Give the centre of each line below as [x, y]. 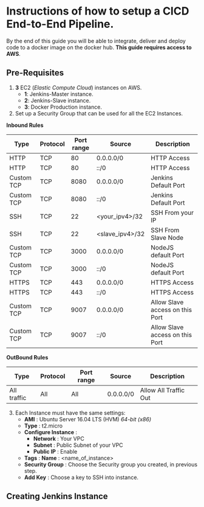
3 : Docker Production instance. [63, 107]
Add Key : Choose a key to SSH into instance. [81, 477]
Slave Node [167, 237]
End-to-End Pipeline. [60, 24]
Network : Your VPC [59, 438]
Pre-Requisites [35, 73]
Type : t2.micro [43, 426]
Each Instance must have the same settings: [70, 413]
